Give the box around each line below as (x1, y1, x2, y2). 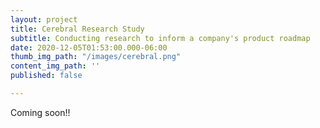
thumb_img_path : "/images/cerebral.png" (10, 52, 182, 62)
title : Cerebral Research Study (10, 24, 145, 34)
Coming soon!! (10, 106, 71, 118)
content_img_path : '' (10, 61, 101, 71)
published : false (10, 71, 83, 81)
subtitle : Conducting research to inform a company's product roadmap (10, 33, 311, 43)
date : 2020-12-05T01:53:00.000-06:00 (10, 42, 168, 53)
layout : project (10, 14, 78, 25)
